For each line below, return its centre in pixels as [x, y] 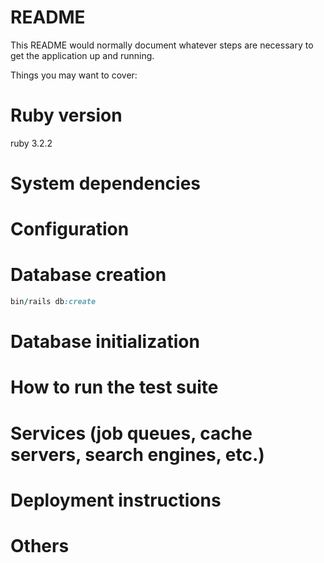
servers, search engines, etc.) [137, 454]
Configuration [70, 229]
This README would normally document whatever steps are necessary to [162, 45]
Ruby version [66, 115]
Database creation [88, 275]
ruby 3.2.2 [31, 143]
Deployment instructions [116, 500]
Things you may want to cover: [74, 75]
